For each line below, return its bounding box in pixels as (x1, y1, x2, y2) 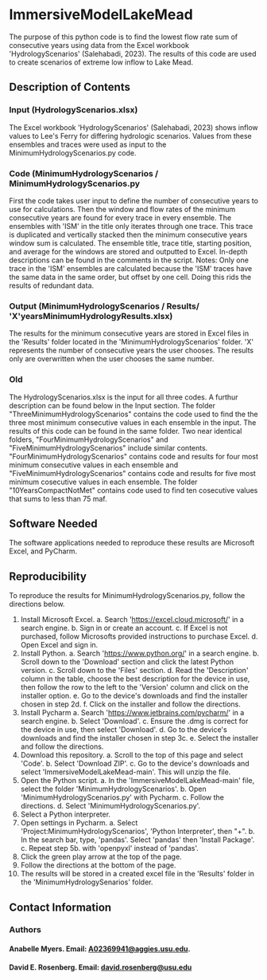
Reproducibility (9, 569, 87, 583)
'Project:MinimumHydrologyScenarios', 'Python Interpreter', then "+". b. (20, 827, 255, 836)
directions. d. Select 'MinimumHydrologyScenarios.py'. (20, 801, 201, 811)
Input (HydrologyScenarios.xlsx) (9, 104, 138, 116)
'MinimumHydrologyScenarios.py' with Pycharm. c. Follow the (20, 793, 225, 802)
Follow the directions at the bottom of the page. (20, 860, 177, 870)
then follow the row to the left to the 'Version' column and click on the (20, 683, 249, 692)
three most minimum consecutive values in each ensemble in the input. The (9, 417, 257, 427)
